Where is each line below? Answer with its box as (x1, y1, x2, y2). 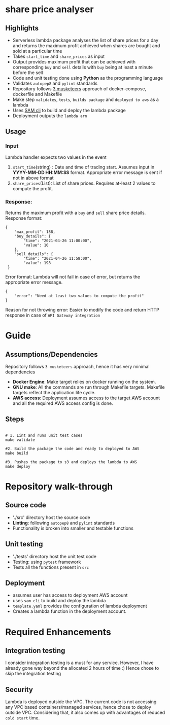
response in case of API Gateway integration (5, 312, 100, 318)
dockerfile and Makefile (12, 91, 62, 97)
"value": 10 (23, 243, 49, 248)
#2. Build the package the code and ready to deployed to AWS (5, 446, 140, 451)
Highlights (5, 24, 39, 32)
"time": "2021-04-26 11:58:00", (23, 256, 92, 261)
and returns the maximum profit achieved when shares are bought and (12, 43, 160, 49)
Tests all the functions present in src (12, 564, 89, 570)
